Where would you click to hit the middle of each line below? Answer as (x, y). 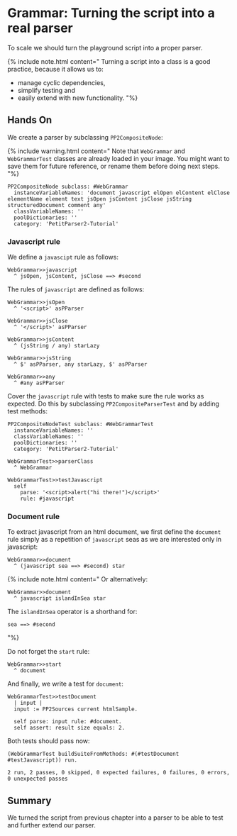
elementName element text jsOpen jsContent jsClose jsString (100, 199)
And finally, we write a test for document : (66, 684)
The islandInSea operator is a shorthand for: (72, 612)
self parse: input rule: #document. (68, 722)
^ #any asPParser (39, 383)
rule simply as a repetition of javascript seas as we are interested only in (115, 540)
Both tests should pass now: (49, 741)
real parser (40, 28)
